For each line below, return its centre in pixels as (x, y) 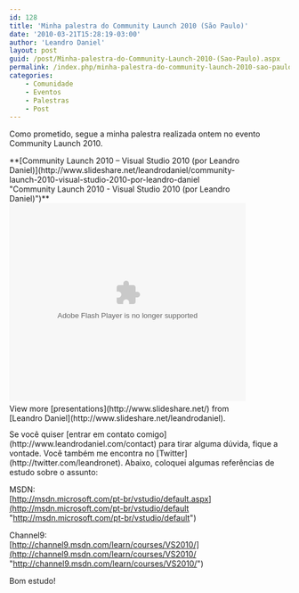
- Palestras (47, 100)
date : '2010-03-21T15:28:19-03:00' (75, 34)
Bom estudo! (32, 581)
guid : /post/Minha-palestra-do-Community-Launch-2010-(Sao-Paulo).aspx (145, 59)
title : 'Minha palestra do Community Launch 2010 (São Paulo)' (129, 26)
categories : (31, 76)
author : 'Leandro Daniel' (57, 42)
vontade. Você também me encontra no (82, 453)
